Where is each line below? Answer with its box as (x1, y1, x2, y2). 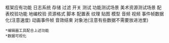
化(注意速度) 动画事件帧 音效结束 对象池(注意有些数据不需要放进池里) (5, 17, 149, 23)
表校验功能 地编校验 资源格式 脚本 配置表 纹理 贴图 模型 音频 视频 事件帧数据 (5, 11, 164, 17)
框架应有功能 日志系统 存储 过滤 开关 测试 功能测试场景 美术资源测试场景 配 (5, 5, 162, 10)
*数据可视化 (5, 33, 27, 38)
